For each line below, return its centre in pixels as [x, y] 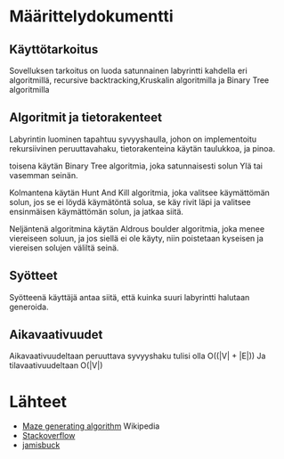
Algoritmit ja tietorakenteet [86, 118]
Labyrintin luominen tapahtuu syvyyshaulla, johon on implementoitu [133, 139]
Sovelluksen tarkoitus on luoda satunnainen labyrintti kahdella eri [128, 70]
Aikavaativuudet [56, 335]
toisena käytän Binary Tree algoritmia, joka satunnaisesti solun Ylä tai [136, 166]
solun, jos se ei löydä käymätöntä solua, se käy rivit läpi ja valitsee [130, 201]
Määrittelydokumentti [91, 16]
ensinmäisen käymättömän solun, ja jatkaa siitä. [97, 211]
